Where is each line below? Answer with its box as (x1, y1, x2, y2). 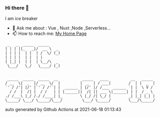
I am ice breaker (5, 16, 38, 22)
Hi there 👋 (5, 4, 30, 11)
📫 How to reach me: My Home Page (12, 30, 87, 36)
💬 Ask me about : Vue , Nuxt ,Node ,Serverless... (12, 25, 111, 31)
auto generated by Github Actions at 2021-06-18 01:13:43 (5, 107, 122, 113)
